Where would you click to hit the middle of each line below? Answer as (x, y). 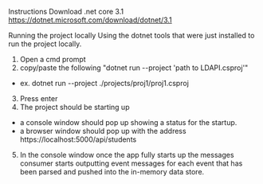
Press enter (39, 98)
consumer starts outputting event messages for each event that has (131, 163)
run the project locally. (45, 44)
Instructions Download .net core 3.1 (66, 12)
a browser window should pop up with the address (103, 131)
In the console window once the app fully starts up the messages (127, 155)
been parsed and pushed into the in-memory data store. (112, 172)
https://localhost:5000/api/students (78, 139)
